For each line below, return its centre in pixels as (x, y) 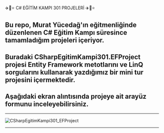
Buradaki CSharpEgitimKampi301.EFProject (73, 57)
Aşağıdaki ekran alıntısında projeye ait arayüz (76, 97)
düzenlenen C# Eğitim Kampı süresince (66, 33)
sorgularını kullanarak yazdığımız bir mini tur (74, 72)
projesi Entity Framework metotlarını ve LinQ (74, 64)
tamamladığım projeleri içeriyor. (55, 40)
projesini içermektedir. (40, 80)
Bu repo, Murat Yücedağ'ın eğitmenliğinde (71, 25)
